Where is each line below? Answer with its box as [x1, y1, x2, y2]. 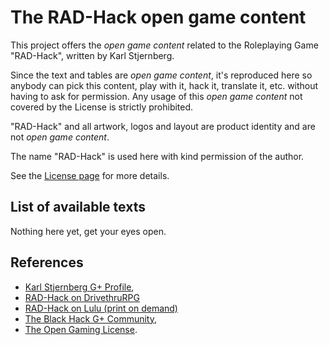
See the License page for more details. [10, 169, 170, 181]
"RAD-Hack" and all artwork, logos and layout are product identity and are [10, 120, 316, 132]
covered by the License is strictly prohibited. [10, 101, 194, 113]
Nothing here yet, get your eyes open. [10, 225, 167, 237]
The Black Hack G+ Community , [24, 312, 158, 325]
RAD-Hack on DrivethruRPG [24, 291, 140, 303]
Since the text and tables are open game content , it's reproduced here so [10, 69, 313, 81]
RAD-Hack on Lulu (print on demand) [24, 302, 178, 314]
